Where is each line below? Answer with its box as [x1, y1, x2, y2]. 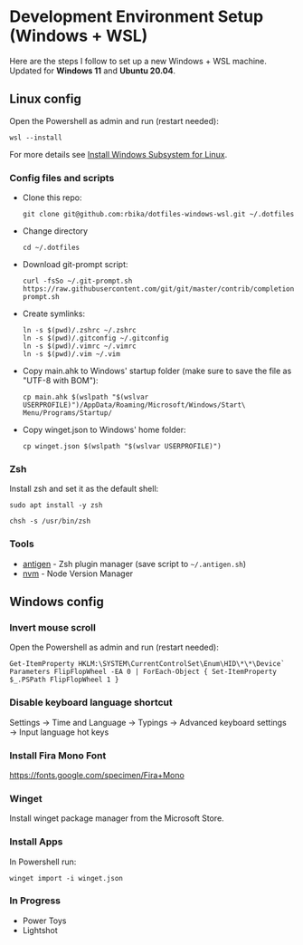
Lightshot [22, 924, 59, 935]
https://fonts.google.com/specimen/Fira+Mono [9, 769, 185, 780]
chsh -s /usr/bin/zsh [9, 516, 91, 526]
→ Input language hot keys [9, 727, 109, 738]
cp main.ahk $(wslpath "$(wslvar [22, 392, 149, 402]
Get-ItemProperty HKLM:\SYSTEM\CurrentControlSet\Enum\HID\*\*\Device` [9, 660, 285, 669]
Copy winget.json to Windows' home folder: [22, 424, 186, 436]
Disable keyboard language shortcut [9, 696, 174, 709]
